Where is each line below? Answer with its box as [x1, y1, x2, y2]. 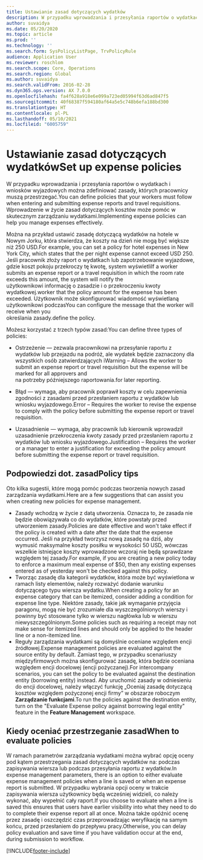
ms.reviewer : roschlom [6, 59, 63, 65]
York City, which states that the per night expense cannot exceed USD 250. [6, 250, 195, 257]
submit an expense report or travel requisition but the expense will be [14, 364, 188, 371]
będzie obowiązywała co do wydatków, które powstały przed [14, 516, 167, 523]
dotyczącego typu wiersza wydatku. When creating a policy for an [14, 586, 179, 594]
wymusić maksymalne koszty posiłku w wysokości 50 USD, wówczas [14, 541, 188, 548]
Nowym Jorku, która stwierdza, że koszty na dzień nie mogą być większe [6, 237, 189, 245]
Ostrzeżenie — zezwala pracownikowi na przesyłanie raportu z [14, 344, 172, 352]
